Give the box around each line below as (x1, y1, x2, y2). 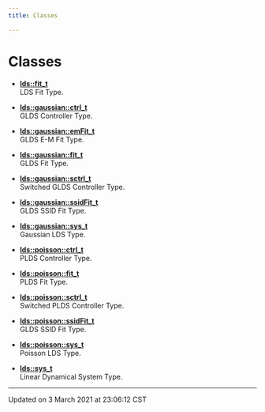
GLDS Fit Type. (19, 158, 69, 168)
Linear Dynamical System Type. (19, 372, 123, 381)
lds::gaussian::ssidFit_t (19, 197, 99, 206)
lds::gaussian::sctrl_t (19, 173, 91, 183)
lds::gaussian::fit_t (19, 149, 84, 159)
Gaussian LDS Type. (19, 229, 86, 239)
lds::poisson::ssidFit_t (19, 316, 95, 325)
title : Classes (8, 11, 58, 20)
